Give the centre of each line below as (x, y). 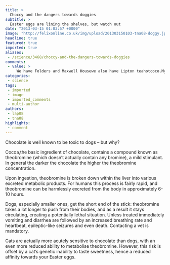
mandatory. (17, 231)
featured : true (21, 43)
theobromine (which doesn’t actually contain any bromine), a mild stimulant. (84, 157)
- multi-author (23, 104)
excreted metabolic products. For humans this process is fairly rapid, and (81, 183)
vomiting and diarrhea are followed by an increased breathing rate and (79, 220)
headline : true (21, 39)
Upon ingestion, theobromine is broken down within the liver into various (81, 178)
